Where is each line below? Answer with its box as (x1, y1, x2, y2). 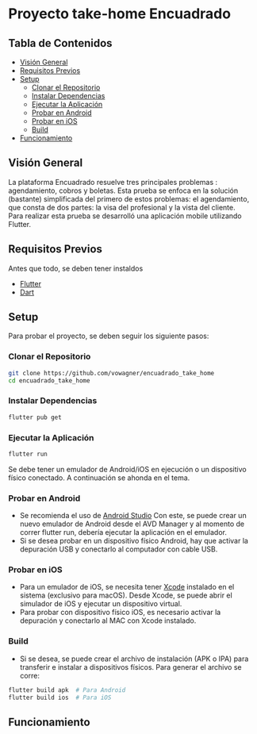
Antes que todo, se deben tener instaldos (8, 263, 144, 273)
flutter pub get (8, 413, 62, 421)
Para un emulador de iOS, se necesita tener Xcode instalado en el (19, 582, 235, 592)
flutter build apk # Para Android (8, 686, 126, 694)
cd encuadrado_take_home (8, 376, 90, 385)
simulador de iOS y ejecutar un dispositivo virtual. (19, 599, 182, 609)
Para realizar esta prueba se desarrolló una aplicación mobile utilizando (8, 211, 242, 221)
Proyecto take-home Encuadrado (8, 5, 232, 23)
